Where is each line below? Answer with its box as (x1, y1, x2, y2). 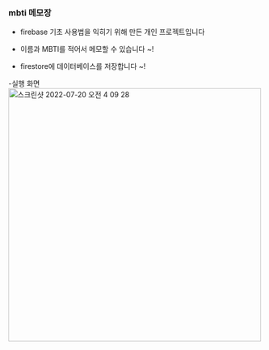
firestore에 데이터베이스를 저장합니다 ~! (19, 62, 146, 71)
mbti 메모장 (8, 6, 52, 18)
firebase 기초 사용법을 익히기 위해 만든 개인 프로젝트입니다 (19, 27, 205, 37)
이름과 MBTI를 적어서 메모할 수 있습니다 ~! (19, 45, 154, 54)
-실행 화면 (8, 79, 40, 88)
